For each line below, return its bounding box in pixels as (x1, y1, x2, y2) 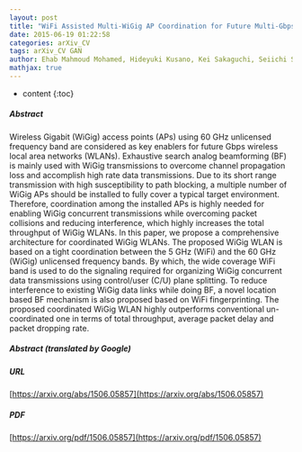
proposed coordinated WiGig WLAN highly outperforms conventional (9, 303, 265, 314)
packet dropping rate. (9, 322, 90, 333)
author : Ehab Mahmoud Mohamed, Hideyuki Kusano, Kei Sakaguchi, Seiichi (9, 55, 288, 64)
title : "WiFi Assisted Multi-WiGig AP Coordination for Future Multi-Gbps (9, 22, 296, 31)
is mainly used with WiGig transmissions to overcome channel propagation (9, 159, 286, 171)
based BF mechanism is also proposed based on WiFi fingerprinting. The (9, 294, 280, 304)
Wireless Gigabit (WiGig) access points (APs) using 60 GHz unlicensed (9, 131, 272, 142)
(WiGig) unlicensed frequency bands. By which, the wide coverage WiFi (9, 256, 276, 267)
